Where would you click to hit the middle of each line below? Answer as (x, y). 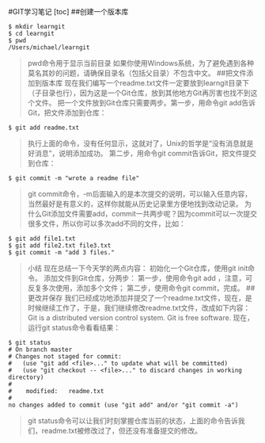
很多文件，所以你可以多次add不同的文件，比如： (106, 223)
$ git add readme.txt (44, 128)
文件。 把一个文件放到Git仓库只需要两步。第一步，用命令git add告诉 (145, 103)
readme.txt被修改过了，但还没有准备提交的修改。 (122, 431)
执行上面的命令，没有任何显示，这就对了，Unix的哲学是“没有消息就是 (140, 143)
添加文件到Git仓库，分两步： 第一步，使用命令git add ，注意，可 (148, 278)
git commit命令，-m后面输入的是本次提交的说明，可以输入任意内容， (139, 194)
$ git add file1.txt (42, 239)
